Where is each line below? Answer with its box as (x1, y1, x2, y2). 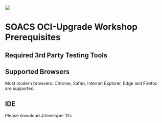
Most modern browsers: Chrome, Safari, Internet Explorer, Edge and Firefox (5, 80, 158, 87)
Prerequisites (5, 32, 61, 43)
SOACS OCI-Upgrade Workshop (5, 21, 138, 33)
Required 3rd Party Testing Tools (5, 51, 108, 59)
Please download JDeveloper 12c (5, 113, 72, 119)
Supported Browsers (5, 68, 70, 76)
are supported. (5, 86, 35, 91)
